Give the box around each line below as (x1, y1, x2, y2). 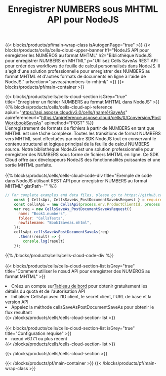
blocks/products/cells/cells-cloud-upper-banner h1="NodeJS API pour (5, 47, 149, 53)
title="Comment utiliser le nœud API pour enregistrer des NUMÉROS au (5, 268, 151, 274)
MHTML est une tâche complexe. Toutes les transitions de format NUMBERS (5, 130, 161, 137)
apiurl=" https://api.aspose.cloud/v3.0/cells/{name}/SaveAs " (5, 109, 127, 115)
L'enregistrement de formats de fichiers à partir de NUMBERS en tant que (5, 125, 155, 131)
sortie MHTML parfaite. (5, 162, 53, 168)
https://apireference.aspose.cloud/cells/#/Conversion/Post (41, 115, 161, 121)
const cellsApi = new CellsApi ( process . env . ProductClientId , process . (14, 202, 163, 207)
